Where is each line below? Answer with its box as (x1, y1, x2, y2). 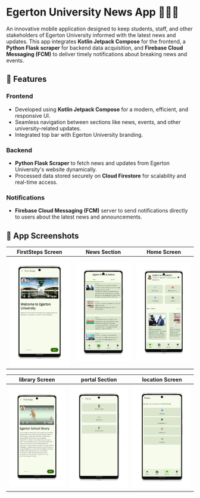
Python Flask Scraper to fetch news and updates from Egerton (14, 159, 170, 167)
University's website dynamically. (14, 165, 97, 173)
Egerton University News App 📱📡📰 (6, 5, 179, 19)
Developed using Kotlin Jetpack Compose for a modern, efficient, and (14, 106, 189, 113)
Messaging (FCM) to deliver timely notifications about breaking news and (6, 50, 187, 57)
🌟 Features (6, 74, 47, 84)
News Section (85, 248, 121, 256)
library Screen (18, 376, 55, 383)
